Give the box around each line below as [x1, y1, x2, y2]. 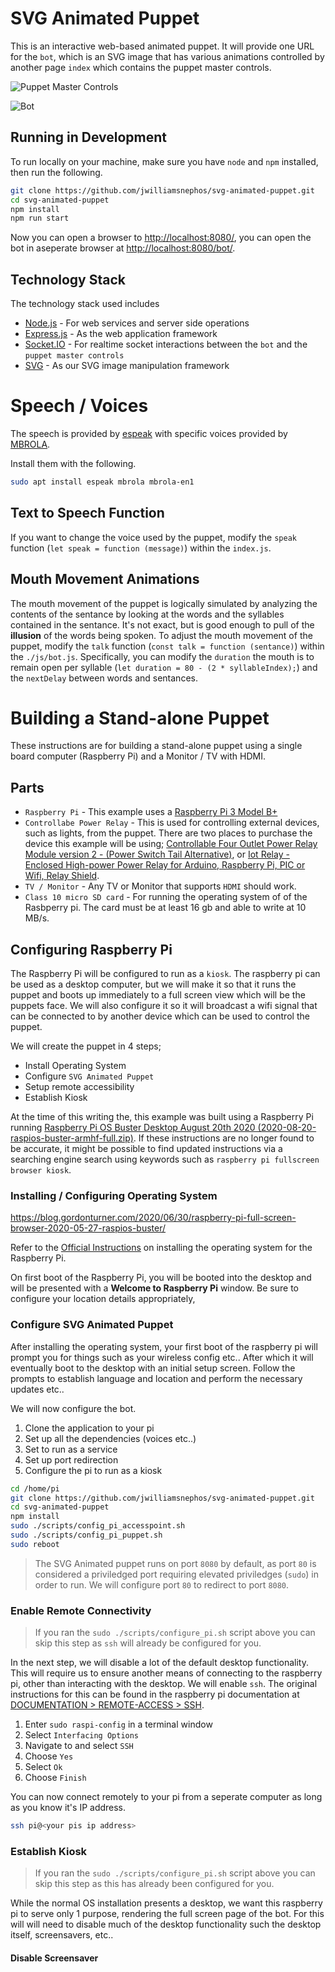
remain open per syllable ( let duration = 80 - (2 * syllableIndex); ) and [10, 661, 318, 673]
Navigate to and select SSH [24, 1740, 134, 1752]
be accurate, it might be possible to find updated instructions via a [10, 1143, 283, 1155]
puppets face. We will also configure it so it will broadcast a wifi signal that [10, 1000, 318, 1012]
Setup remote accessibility [24, 1081, 135, 1093]
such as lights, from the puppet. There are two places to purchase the [24, 827, 313, 839]
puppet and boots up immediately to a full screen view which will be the [10, 989, 306, 1001]
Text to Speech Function [10, 505, 165, 522]
